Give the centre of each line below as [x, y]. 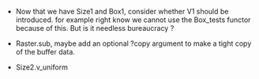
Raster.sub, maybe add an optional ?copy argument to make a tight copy [133, 43]
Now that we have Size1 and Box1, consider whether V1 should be [122, 11]
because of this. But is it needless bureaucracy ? [95, 28]
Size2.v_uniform [42, 67]
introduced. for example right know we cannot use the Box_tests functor [133, 20]
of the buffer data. [45, 52]
